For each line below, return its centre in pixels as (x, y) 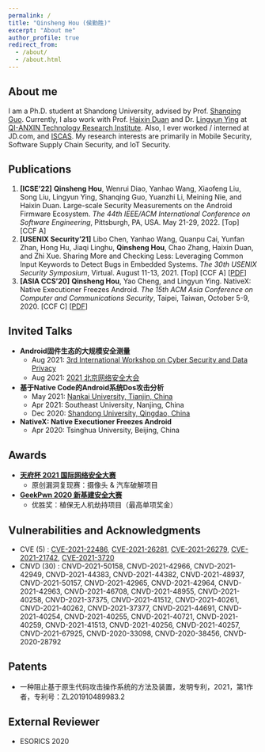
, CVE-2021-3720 (86, 557)
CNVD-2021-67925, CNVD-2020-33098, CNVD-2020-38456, (121, 633)
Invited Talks (40, 330)
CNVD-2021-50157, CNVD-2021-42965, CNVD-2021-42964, (118, 583)
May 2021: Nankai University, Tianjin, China (102, 397)
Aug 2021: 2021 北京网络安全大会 (85, 378)
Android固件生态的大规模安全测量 (75, 351)
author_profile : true (44, 38)
